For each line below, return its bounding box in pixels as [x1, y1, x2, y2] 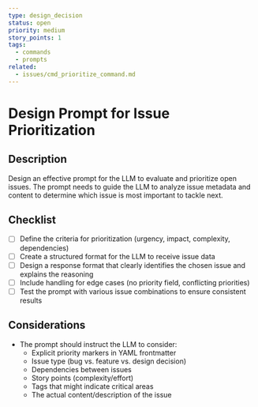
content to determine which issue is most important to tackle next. [8, 190, 223, 200]
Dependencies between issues [31, 364, 133, 374]
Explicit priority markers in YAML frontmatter [31, 348, 177, 357]
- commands [15, 48, 51, 56]
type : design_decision [8, 11, 83, 20]
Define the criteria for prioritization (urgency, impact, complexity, [19, 234, 230, 243]
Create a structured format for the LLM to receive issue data [19, 251, 215, 261]
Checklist [8, 213, 57, 227]
